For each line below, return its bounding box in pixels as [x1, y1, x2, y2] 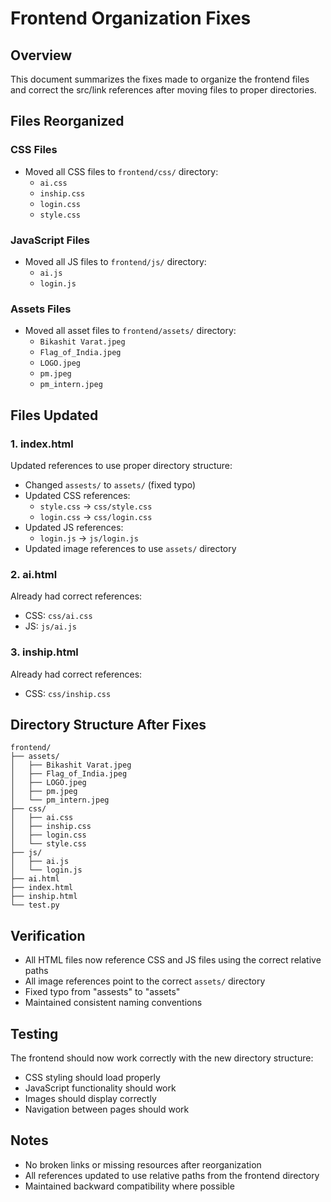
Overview [10, 47, 73, 64]
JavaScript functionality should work [24, 1082, 177, 1094]
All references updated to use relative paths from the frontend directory [24, 1169, 320, 1181]
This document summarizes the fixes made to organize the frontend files [10, 73, 310, 85]
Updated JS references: [24, 521, 124, 533]
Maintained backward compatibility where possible [24, 1180, 235, 1192]
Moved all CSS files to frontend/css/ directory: [24, 165, 219, 177]
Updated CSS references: [24, 489, 131, 501]
